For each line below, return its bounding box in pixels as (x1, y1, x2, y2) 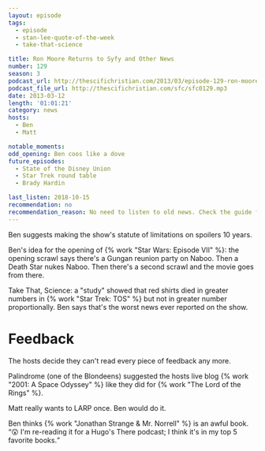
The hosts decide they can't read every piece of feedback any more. (8, 356, 231, 365)
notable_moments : (8, 143, 65, 151)
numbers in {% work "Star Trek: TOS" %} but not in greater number (8, 293, 227, 304)
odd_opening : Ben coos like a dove (8, 150, 125, 158)
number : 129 (8, 62, 47, 71)
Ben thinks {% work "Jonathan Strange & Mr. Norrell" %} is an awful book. (8, 419, 249, 428)
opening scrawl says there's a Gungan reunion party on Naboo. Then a (8, 253, 239, 263)
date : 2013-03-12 (8, 91, 65, 99)
